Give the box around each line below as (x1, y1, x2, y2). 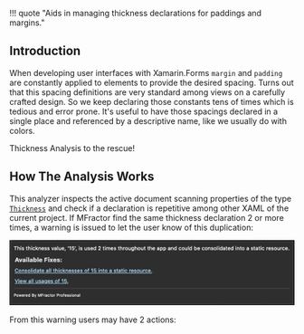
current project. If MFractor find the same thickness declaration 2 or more (9, 212, 285, 223)
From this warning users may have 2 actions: (9, 314, 176, 325)
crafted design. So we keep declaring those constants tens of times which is (9, 96, 294, 107)
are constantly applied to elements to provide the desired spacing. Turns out (9, 77, 294, 88)
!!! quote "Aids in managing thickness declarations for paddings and (9, 8, 262, 18)
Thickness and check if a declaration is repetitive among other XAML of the (9, 203, 290, 214)
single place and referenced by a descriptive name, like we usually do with (9, 115, 288, 126)
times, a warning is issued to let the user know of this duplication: (9, 222, 253, 233)
